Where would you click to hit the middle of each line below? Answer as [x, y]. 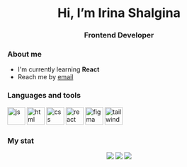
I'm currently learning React [58, 69]
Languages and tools [44, 96]
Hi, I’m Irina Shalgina [119, 13]
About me [25, 54]
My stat [21, 141]
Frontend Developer [119, 35]
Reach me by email [45, 77]
